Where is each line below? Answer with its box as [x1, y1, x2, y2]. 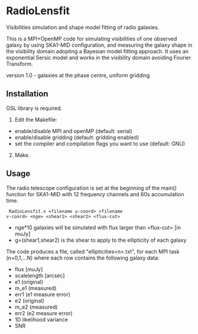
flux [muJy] [14, 265, 43, 273]
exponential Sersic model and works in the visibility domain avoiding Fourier [6, 54, 191, 61]
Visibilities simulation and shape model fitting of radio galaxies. [6, 24, 160, 31]
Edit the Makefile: [14, 116, 57, 123]
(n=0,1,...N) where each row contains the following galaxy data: [6, 254, 160, 261]
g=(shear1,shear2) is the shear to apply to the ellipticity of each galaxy [14, 236, 187, 244]
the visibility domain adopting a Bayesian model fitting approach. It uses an [6, 47, 189, 54]
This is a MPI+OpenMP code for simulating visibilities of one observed [6, 35, 177, 42]
